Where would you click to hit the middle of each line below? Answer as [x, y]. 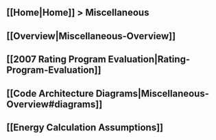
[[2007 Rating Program [57, 59]
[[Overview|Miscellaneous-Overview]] [91, 36]
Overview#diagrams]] [55, 104]
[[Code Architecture [50, 93]
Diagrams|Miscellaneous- [153, 93]
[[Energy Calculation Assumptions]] [85, 127]
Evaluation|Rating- [149, 59]
